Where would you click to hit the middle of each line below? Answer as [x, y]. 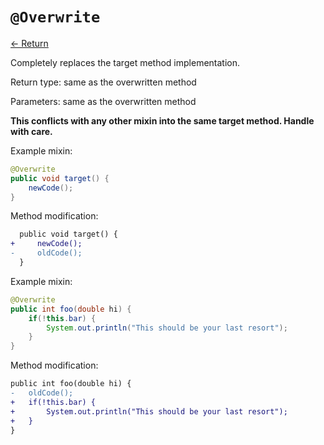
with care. [31, 131]
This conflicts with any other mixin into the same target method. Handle [162, 120]
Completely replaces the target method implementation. [125, 62]
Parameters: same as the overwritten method [103, 101]
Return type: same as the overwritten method [103, 82]
